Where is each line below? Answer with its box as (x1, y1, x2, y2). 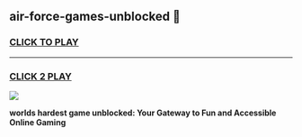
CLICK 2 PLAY (9, 69, 72, 82)
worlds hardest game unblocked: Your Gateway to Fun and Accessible (9, 107, 277, 118)
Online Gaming (9, 116, 67, 127)
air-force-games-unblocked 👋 (9, 9, 182, 24)
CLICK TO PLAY (9, 36, 79, 49)
